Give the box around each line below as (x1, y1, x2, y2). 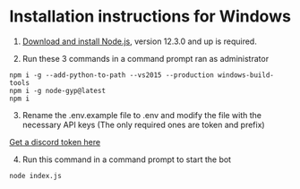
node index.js (9, 171, 63, 180)
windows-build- (218, 70, 275, 80)
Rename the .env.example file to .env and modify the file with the (21, 109, 262, 120)
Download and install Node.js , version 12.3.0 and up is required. (21, 36, 257, 47)
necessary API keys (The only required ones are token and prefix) (21, 119, 266, 130)
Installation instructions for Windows (9, 6, 291, 27)
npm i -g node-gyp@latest (9, 86, 106, 95)
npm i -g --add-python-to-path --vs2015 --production (9, 70, 215, 80)
